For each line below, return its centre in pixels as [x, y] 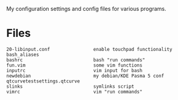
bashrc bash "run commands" [76, 60]
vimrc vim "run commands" [74, 92]
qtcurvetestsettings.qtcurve [43, 81]
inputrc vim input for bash [74, 70]
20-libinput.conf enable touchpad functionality [89, 49]
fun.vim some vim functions [74, 65]
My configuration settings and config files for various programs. [86, 9]
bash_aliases [23, 55]
